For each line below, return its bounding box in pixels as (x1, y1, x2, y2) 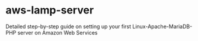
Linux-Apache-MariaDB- (132, 23, 193, 30)
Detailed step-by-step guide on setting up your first (5, 23, 132, 30)
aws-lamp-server (5, 4, 94, 17)
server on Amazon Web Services (17, 29, 98, 36)
